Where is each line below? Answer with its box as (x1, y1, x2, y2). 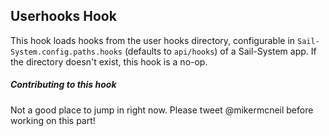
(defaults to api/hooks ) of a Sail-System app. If (124, 45, 317, 57)
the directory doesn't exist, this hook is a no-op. (10, 55, 208, 68)
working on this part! (10, 114, 96, 126)
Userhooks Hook (10, 8, 117, 25)
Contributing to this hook (10, 79, 117, 91)
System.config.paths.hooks (10, 47, 123, 57)
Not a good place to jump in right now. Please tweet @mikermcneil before (10, 104, 314, 116)
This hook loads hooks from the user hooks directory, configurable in (10, 34, 296, 46)
